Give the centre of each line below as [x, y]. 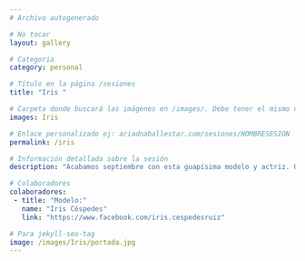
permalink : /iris [42, 142]
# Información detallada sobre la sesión [89, 159]
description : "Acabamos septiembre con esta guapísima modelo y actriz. [150, 167]
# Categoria [32, 59]
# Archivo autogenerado [54, 18]
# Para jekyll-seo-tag [52, 234]
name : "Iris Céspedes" [64, 209]
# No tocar [30, 34]
